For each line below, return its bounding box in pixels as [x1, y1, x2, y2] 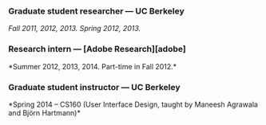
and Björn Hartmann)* [8, 107, 81, 117]
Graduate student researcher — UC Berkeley [8, 6, 185, 17]
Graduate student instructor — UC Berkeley [8, 81, 181, 92]
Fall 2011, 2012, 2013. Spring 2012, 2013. [8, 24, 141, 33]
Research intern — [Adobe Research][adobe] [8, 44, 186, 55]
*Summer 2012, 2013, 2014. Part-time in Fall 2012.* [8, 61, 177, 71]
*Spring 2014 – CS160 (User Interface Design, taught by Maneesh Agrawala [8, 100, 258, 109]
